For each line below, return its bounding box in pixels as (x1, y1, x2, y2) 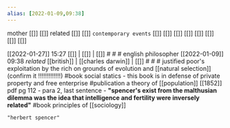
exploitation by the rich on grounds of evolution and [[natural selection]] (7, 64, 211, 72)
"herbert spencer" (7, 114, 60, 121)
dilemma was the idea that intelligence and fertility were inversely (7, 94, 200, 102)
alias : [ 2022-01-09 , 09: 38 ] (7, 10, 85, 17)
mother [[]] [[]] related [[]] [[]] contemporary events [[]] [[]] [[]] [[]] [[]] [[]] (7, 29, 215, 37)
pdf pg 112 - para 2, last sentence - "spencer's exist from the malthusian (7, 86, 217, 94)
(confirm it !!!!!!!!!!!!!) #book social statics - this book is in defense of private (7, 72, 220, 80)
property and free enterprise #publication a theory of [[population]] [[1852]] (7, 78, 222, 87)
